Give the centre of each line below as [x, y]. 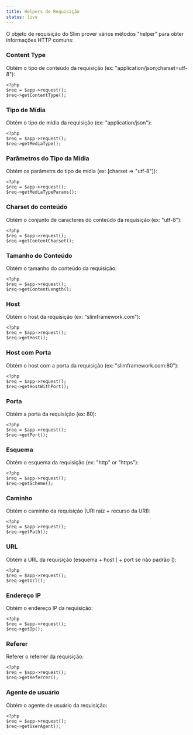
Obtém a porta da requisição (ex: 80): [51, 414]
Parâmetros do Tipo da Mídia [48, 159]
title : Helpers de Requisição [43, 11]
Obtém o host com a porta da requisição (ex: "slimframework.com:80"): [92, 365]
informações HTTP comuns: [40, 40]
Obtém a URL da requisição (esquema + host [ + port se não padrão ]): [91, 559]
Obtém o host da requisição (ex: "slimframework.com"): [73, 317]
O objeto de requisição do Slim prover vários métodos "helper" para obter [95, 33]
